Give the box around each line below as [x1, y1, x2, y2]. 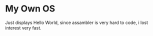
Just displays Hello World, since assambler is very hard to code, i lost [5, 19, 148, 25]
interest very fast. [5, 24, 41, 30]
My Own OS [5, 3, 55, 14]
